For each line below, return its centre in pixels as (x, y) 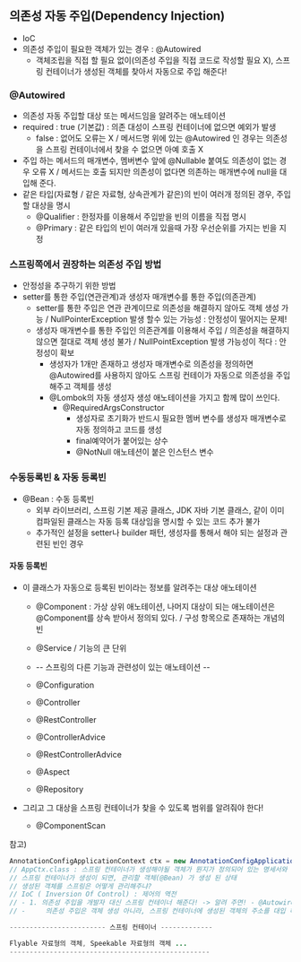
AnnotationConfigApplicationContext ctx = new (98, 861)
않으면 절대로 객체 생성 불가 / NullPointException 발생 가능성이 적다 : (156, 342)
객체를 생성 (92, 386)
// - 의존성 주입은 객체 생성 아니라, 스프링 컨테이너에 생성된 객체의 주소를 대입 (148, 911)
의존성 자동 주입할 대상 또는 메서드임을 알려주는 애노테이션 (124, 116)
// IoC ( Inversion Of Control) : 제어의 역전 (93, 895)
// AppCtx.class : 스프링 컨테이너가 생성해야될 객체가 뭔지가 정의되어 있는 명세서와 (149, 869)
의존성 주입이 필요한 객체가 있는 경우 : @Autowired (112, 48)
